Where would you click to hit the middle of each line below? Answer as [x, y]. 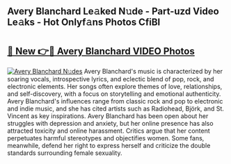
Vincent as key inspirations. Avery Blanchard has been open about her [108, 116]
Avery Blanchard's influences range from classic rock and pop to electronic [115, 101]
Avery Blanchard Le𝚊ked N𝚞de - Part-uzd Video [113, 11]
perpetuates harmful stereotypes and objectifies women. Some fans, [106, 138]
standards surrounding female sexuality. [65, 153]
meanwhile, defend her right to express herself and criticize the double [109, 146]
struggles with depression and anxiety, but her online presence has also [110, 123]
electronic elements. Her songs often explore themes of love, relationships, [115, 87]
